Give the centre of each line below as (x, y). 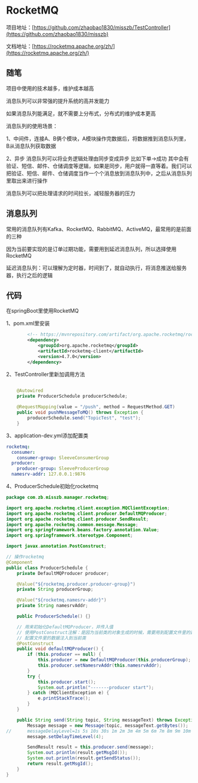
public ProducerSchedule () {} (54, 616)
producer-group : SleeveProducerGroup (63, 469)
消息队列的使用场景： (32, 126)
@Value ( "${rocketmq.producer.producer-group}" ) (76, 584)
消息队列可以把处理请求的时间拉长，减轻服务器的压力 (71, 193)
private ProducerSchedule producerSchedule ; (72, 396)
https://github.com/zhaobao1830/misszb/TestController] (102, 27)
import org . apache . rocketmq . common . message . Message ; (72, 524)
